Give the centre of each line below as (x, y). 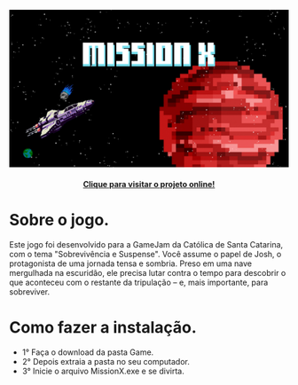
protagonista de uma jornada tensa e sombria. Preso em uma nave (131, 263)
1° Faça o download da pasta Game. (88, 352)
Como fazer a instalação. (103, 328)
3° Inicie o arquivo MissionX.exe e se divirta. (103, 371)
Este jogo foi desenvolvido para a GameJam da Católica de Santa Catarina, (146, 245)
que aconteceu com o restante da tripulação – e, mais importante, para (139, 283)
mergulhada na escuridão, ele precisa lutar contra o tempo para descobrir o (148, 273)
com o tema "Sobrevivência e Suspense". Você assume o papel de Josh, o (145, 255)
